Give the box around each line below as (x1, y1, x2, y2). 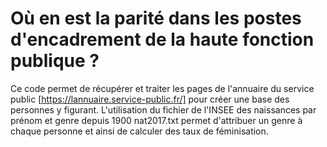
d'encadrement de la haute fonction (10, 28, 315, 51)
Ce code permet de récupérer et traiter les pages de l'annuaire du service (10, 82, 315, 94)
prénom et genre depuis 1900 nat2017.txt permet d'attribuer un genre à (10, 114, 303, 126)
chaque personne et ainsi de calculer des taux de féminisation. (10, 125, 269, 137)
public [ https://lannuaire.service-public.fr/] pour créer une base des (10, 93, 290, 105)
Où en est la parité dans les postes (10, 7, 302, 30)
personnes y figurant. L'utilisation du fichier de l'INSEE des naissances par (10, 103, 317, 116)
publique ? (10, 50, 100, 72)
